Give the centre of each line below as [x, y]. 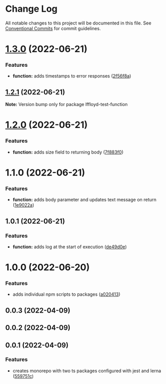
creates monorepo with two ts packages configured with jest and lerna [87, 371]
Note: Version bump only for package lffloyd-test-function [67, 105]
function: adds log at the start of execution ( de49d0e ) [70, 247]
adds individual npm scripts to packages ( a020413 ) [66, 294]
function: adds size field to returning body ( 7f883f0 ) [68, 152]
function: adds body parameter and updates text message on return [85, 200]
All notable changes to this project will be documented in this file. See [78, 23]
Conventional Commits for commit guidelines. [53, 28]
